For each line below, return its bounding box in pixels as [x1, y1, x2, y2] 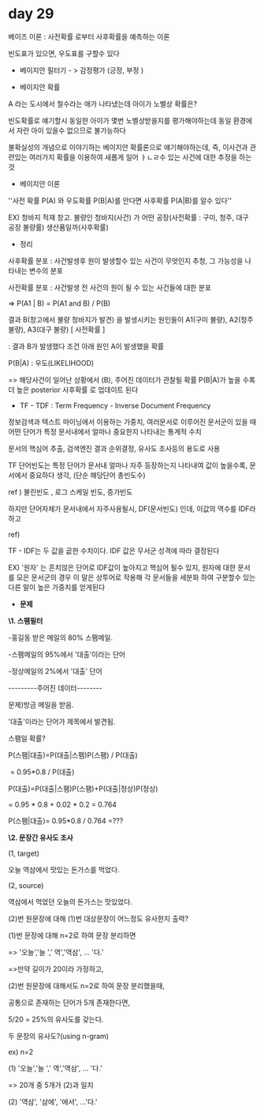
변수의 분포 [28, 265, 63, 275]
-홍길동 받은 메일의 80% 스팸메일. [8, 633, 113, 642]
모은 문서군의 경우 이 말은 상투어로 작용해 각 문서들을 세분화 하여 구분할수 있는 [16, 572, 256, 581]
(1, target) [8, 849, 39, 858]
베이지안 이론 [19, 179, 61, 188]
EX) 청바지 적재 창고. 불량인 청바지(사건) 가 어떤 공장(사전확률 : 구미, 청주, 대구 [8, 213, 250, 222]
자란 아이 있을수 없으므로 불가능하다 [16, 126, 126, 135]
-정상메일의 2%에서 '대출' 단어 [8, 666, 102, 676]
